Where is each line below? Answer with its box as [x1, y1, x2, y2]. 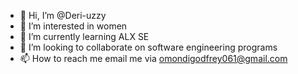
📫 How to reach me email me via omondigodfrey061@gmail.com [19, 53, 288, 64]
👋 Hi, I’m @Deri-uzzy [19, 10, 107, 21]
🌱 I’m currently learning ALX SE [19, 31, 150, 42]
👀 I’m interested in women [19, 20, 128, 32]
